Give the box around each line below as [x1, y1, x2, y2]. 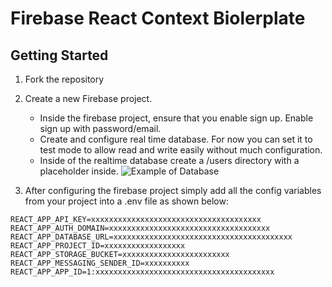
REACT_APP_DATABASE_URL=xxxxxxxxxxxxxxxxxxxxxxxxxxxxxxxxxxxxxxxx [10, 232, 293, 242]
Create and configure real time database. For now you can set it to [39, 133, 313, 145]
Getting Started [10, 47, 109, 64]
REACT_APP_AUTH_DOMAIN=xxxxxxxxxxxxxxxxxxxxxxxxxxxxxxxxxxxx [10, 223, 271, 233]
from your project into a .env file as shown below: [24, 195, 229, 207]
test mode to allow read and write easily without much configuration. [39, 144, 323, 156]
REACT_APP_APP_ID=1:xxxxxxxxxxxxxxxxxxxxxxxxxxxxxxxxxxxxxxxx [10, 267, 275, 277]
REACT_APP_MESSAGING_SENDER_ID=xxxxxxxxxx [10, 258, 190, 268]
